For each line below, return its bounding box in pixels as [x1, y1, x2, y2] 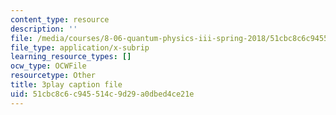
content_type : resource [10, 14, 110, 25]
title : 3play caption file [10, 80, 123, 90]
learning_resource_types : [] [10, 52, 132, 62]
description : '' [10, 24, 78, 34]
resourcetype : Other [10, 71, 97, 81]
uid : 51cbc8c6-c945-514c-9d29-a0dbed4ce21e [10, 89, 195, 99]
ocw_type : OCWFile [10, 61, 87, 71]
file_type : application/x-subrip [10, 42, 150, 53]
